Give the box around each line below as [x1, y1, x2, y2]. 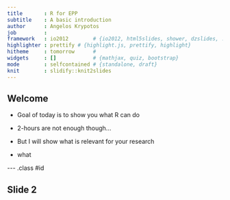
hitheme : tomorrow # [7, 49, 97, 55]
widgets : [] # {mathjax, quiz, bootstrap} [7, 55, 179, 62]
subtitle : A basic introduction [7, 16, 112, 23]
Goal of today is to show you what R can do [16, 111, 140, 119]
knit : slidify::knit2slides [7, 67, 112, 74]
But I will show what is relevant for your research [16, 138, 155, 146]
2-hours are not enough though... [16, 124, 112, 132]
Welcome [7, 92, 49, 104]
